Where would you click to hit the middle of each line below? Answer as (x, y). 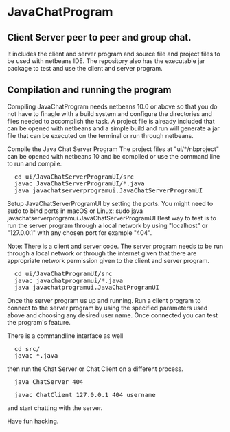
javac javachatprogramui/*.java (69, 280)
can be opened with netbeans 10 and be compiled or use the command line (114, 156)
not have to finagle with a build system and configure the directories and (110, 113)
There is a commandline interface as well (65, 336)
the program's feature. (39, 322)
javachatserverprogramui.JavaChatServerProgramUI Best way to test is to (112, 218)
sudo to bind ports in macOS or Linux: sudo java (75, 211)
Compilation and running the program (89, 90)
